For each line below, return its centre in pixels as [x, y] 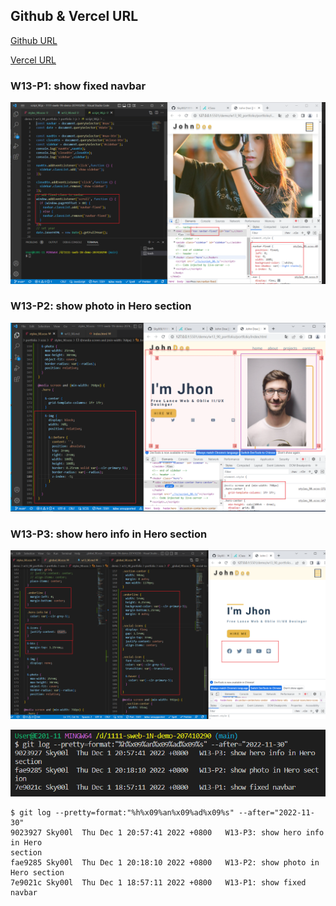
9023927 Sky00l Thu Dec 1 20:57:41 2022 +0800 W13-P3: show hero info [167, 832]
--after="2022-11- [276, 812]
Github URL [34, 40]
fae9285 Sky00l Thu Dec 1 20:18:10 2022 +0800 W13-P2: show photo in [165, 862]
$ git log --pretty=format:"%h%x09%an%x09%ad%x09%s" [122, 812]
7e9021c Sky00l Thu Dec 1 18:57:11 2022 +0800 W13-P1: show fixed [158, 882]
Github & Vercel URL [74, 16]
